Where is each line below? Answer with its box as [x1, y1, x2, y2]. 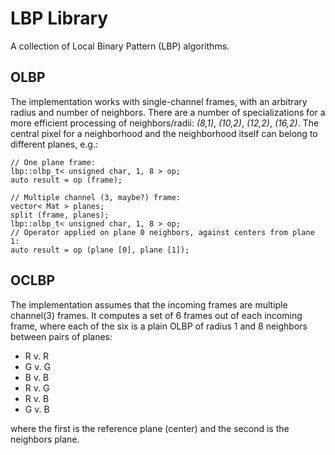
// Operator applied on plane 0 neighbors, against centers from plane [10, 227, 315, 237]
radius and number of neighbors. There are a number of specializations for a [10, 106, 326, 118]
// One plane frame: [10, 157, 97, 167]
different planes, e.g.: [10, 138, 98, 150]
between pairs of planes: [10, 330, 113, 342]
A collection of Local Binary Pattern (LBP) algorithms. [10, 40, 230, 52]
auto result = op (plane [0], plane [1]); [10, 245, 190, 255]
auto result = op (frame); [10, 175, 123, 185]
